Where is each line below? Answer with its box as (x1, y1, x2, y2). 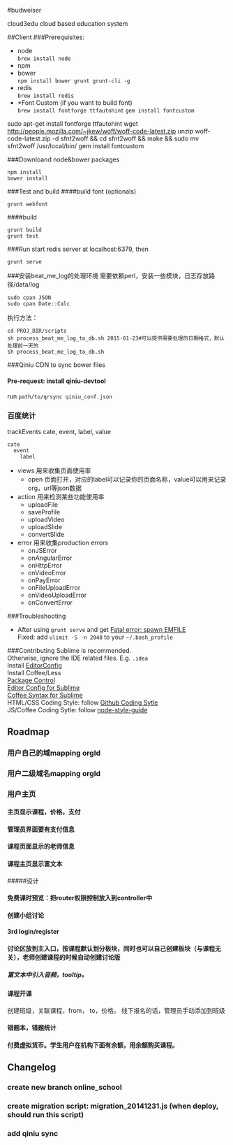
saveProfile (27, 507, 61, 516)
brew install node (17, 55, 71, 62)
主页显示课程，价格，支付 (7, 807, 81, 816)
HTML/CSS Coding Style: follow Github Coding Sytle (7, 698, 158, 707)
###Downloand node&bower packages (7, 155, 120, 164)
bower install (7, 175, 49, 182)
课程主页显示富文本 (7, 860, 63, 868)
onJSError (27, 546, 57, 554)
